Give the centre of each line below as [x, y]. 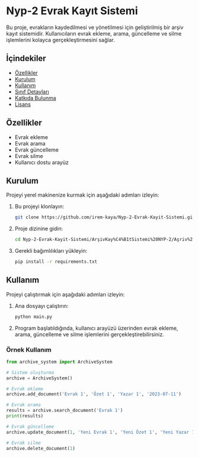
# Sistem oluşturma [30, 372]
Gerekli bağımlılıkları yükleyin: [51, 251]
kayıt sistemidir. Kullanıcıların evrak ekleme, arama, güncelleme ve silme [94, 33]
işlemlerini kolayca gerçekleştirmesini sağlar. [61, 40]
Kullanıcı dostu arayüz [42, 162]
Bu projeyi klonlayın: [39, 207]
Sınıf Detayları [32, 91]
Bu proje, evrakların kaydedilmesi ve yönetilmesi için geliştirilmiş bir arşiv [95, 27]
